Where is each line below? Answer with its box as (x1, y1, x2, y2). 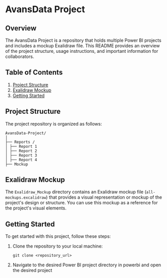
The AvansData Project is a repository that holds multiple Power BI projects (5, 37, 162, 43)
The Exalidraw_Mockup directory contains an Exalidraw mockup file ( (5, 189, 147, 195)
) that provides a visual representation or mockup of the (46, 194, 162, 200)
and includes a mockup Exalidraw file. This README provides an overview (5, 43, 160, 49)
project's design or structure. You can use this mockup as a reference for (5, 200, 158, 206)
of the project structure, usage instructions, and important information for (5, 48, 158, 54)
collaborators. (5, 53, 34, 59)
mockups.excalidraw (5, 195, 47, 200)
